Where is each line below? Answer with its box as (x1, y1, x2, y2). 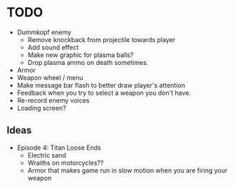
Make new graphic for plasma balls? (27, 51, 134, 59)
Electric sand (27, 150, 66, 159)
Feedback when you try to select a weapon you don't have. (16, 88, 192, 97)
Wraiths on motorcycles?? (27, 158, 104, 167)
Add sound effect (27, 43, 79, 51)
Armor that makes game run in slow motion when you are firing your (27, 165, 228, 175)
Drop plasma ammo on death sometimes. (27, 58, 149, 66)
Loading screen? (16, 103, 67, 112)
